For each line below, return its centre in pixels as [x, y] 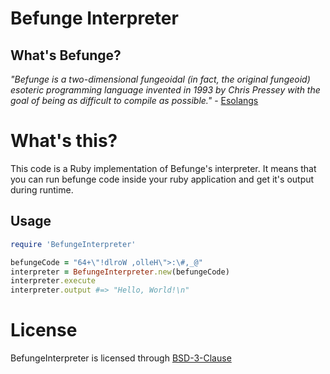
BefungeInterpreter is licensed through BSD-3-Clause [121, 358]
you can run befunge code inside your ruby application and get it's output [162, 179]
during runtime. [42, 189]
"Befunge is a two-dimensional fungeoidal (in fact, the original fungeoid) [160, 79]
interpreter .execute [53, 281]
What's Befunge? [66, 55]
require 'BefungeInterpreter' [73, 244]
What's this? [64, 141]
